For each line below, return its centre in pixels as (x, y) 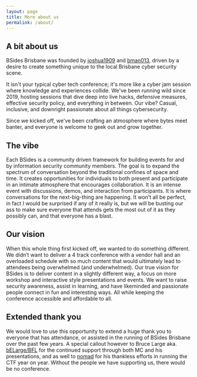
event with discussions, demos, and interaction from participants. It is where (98, 191)
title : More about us (33, 17)
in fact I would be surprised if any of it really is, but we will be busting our (95, 203)
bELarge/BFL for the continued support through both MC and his (84, 350)
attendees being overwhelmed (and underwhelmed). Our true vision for (93, 267)
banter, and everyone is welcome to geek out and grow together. (84, 127)
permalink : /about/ (30, 22)
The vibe (23, 146)
